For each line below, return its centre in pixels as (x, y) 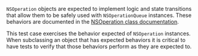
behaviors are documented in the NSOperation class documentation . (93, 22)
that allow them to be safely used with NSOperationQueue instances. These (99, 15)
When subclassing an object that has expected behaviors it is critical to (96, 40)
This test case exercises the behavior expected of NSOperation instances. (99, 33)
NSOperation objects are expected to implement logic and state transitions (99, 9)
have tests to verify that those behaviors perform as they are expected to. (99, 46)
